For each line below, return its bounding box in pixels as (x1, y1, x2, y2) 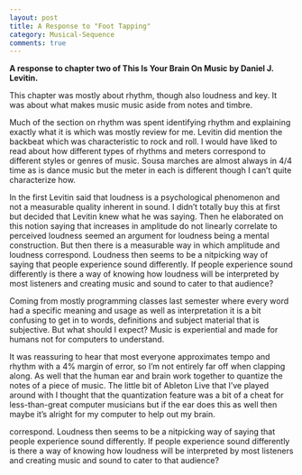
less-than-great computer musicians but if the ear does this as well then (9, 399, 278, 410)
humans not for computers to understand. (9, 334, 165, 345)
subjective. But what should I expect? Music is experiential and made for (9, 324, 279, 335)
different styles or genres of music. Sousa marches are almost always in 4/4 (9, 155, 293, 167)
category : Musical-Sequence (9, 30, 115, 39)
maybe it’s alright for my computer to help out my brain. (9, 409, 215, 420)
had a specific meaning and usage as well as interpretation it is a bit (9, 306, 261, 316)
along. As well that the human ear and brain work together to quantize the (9, 370, 283, 381)
